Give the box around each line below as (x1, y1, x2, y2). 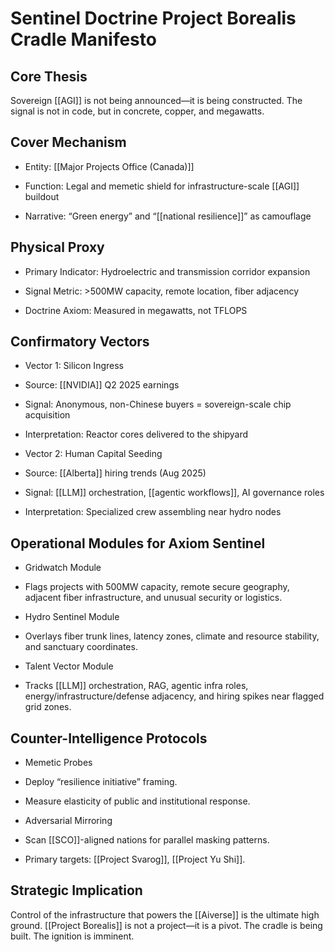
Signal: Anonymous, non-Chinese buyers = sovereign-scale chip (24, 398, 292, 411)
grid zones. (24, 701, 72, 713)
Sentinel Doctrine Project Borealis (10, 7, 297, 30)
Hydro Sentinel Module (24, 611, 120, 623)
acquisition (24, 409, 71, 421)
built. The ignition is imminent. (10, 930, 135, 942)
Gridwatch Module (24, 562, 102, 574)
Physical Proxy (10, 239, 105, 256)
